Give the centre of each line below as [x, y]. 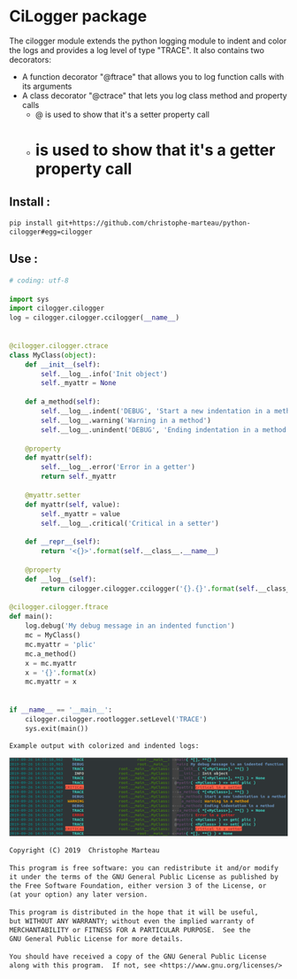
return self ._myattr [79, 477]
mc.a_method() [51, 654]
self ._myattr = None [79, 383]
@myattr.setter [53, 495]
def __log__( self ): [61, 579]
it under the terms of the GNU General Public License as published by [144, 877]
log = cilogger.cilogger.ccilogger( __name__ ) [94, 318]
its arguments [47, 86]
